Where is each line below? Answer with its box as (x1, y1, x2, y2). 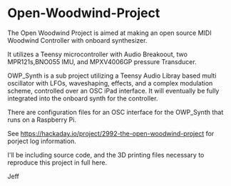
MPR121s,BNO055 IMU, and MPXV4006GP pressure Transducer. (7, 57, 197, 66)
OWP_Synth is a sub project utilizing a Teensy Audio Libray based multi (7, 71, 217, 80)
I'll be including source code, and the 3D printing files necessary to (7, 150, 205, 159)
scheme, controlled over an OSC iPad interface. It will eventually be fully (7, 86, 220, 95)
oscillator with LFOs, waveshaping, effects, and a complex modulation (7, 78, 213, 87)
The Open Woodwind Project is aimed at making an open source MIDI (7, 29, 212, 37)
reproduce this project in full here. (7, 158, 108, 167)
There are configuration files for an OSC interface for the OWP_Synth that (7, 108, 224, 116)
